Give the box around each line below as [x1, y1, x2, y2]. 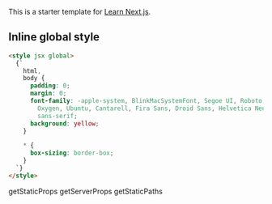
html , [23, 66, 42, 75]
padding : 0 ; [29, 82, 70, 90]
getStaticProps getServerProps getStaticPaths [8, 186, 164, 196]
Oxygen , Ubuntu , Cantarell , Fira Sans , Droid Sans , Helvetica [37, 104, 252, 113]
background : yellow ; [29, 119, 100, 128]
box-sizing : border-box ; [29, 149, 114, 157]
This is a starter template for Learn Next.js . [8, 7, 151, 16]
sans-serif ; [37, 112, 79, 120]
